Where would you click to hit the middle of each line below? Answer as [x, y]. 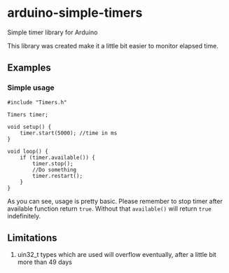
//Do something [55, 169]
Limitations [32, 238]
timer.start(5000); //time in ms [69, 133]
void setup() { [29, 127]
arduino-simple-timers [75, 13]
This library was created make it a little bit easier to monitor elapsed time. [113, 45]
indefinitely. [24, 216]
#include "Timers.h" [37, 102]
